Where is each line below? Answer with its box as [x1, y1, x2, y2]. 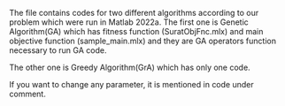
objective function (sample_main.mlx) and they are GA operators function [9, 35, 277, 46]
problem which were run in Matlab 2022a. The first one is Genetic [9, 17, 250, 27]
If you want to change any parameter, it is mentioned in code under [9, 79, 254, 89]
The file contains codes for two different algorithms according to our [9, 8, 259, 18]
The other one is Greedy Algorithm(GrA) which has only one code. [9, 62, 250, 72]
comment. [9, 88, 46, 99]
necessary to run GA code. [9, 45, 107, 56]
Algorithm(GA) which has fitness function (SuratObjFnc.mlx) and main [9, 26, 264, 36]
